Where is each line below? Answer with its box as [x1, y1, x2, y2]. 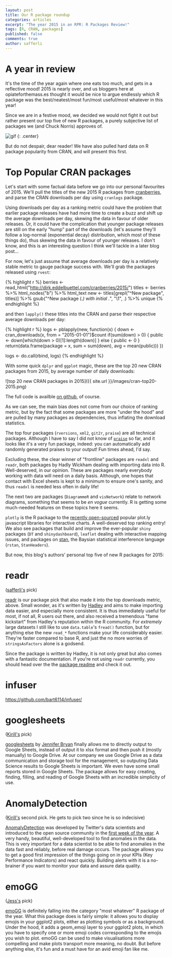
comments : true [5, 37, 38, 42]
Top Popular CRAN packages [5, 166, 131, 178]
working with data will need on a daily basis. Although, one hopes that [5, 472, 154, 478]
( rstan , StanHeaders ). [5, 541, 50, 548]
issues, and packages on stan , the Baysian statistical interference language [5, 536, 165, 542]
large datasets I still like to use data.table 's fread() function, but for [5, 624, 150, 630]
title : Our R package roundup [5, 12, 70, 17]
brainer [5, 863, 21, 869]
